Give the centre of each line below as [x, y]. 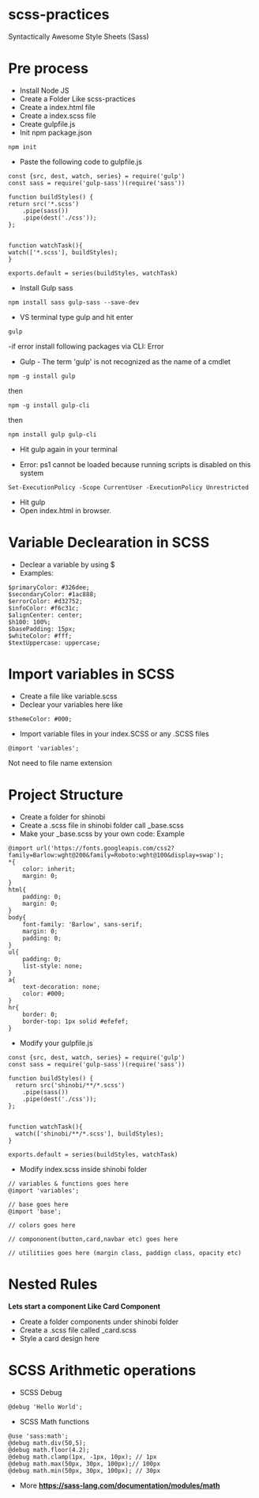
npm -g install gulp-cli [49, 405]
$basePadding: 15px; [42, 629]
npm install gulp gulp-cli [53, 434]
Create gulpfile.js [47, 124]
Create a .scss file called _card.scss [78, 1330]
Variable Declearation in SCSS [109, 543]
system [32, 473]
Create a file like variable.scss [68, 696]
